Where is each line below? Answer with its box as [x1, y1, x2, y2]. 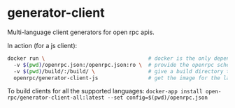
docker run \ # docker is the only [7, 54, 211, 62]
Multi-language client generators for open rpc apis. [7, 28, 155, 36]
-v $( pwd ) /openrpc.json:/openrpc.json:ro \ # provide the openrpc [13, 61, 215, 68]
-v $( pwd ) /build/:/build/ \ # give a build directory [13, 68, 224, 75]
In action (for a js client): [7, 41, 78, 49]
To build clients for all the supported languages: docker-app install [7, 87, 203, 95]
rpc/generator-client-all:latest [7, 94, 105, 102]
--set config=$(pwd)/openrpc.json [107, 94, 208, 102]
